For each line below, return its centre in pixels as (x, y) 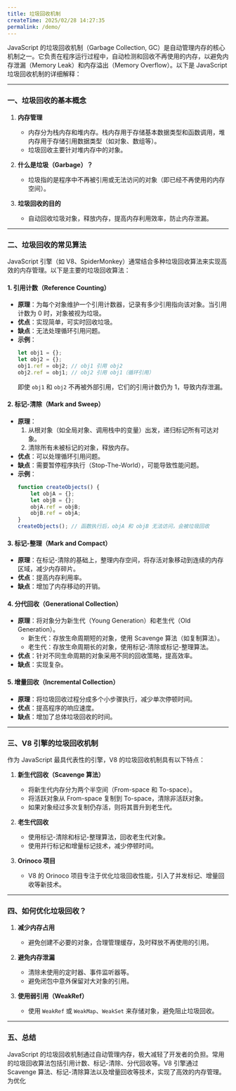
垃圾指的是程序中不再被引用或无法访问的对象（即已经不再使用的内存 (126, 179)
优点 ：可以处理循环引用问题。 (60, 456)
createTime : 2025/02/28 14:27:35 (56, 20)
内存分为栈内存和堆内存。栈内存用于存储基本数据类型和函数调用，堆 (126, 132)
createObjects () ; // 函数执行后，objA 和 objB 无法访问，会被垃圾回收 (113, 527)
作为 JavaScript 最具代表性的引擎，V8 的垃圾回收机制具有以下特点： (106, 759)
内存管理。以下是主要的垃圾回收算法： (75, 270)
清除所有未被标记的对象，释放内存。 (80, 447)
